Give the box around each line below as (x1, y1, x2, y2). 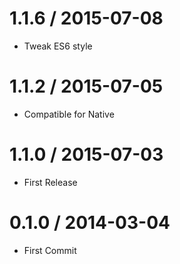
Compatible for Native (23, 108, 115, 120)
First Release (23, 176, 78, 188)
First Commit (23, 244, 77, 256)
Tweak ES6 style (23, 40, 93, 52)
